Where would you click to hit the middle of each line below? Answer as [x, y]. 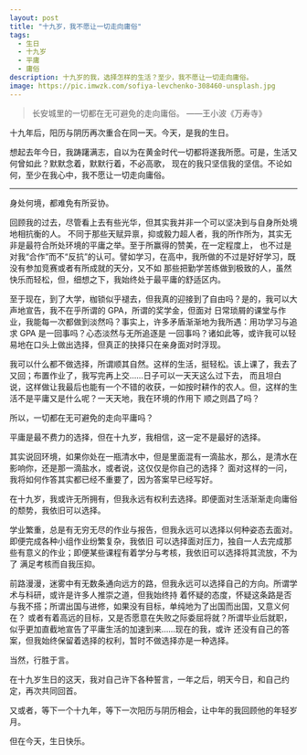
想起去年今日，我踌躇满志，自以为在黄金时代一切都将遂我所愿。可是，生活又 [153, 152]
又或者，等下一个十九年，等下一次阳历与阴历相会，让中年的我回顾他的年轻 [149, 710]
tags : [20, 35]
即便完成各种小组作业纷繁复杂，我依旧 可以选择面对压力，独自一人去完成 [147, 541]
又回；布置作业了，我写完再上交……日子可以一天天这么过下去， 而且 [138, 375]
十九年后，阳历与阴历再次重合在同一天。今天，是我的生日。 [122, 133]
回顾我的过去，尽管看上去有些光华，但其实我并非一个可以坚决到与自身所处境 [153, 222]
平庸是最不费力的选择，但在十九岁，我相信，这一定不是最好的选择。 [138, 437]
